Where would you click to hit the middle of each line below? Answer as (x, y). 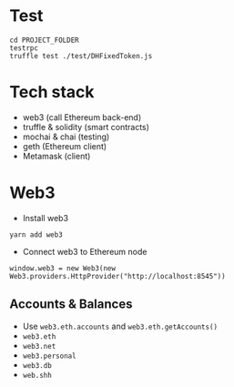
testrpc (24, 48)
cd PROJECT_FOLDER (44, 40)
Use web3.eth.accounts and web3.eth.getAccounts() (120, 326)
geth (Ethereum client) (65, 146)
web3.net (39, 346)
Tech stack (52, 92)
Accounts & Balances (71, 305)
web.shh (37, 375)
